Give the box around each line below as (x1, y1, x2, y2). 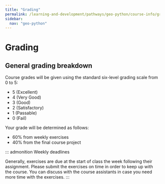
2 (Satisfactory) (12, 105, 44, 111)
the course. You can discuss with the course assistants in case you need (5, 169, 152, 175)
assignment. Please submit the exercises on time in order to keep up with (5, 164, 153, 170)
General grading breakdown (5, 61, 92, 70)
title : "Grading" (5, 7, 41, 12)
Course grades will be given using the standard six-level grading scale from (5, 75, 158, 80)
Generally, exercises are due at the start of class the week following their (5, 158, 153, 164)
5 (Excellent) (12, 89, 38, 95)
